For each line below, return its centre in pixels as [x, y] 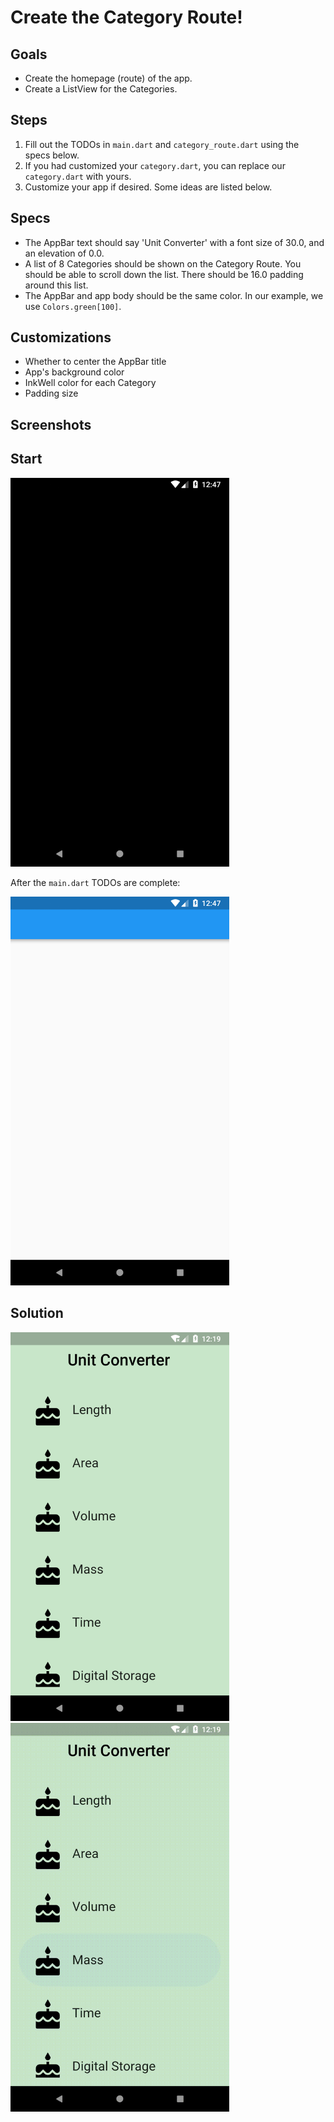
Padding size [51, 393]
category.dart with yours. [78, 176]
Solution [37, 1313]
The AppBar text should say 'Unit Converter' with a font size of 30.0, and [174, 242]
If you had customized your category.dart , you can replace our [155, 165]
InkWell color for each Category [90, 383]
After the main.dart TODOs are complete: [95, 882]
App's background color [74, 372]
